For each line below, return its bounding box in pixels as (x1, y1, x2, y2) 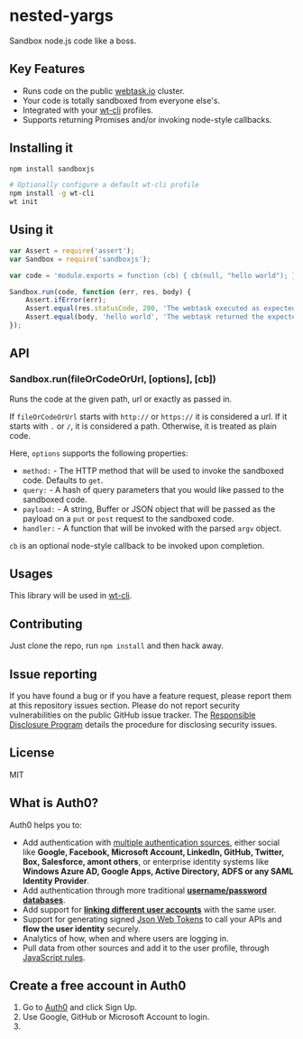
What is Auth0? (9, 795, 99, 811)
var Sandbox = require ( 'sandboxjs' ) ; (9, 255, 151, 264)
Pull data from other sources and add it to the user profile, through (22, 942, 270, 953)
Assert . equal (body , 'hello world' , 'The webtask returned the (25, 312, 264, 321)
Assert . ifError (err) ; (25, 295, 106, 305)
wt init (9, 198, 39, 207)
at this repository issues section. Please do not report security (9, 700, 241, 710)
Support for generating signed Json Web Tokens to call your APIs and (22, 914, 282, 924)
